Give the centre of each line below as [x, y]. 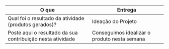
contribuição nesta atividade [41, 39]
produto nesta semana [119, 39]
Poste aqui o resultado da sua [43, 33]
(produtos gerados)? [32, 24]
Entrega [127, 10]
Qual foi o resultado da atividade [46, 18]
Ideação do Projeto [114, 21]
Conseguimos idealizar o [121, 33]
